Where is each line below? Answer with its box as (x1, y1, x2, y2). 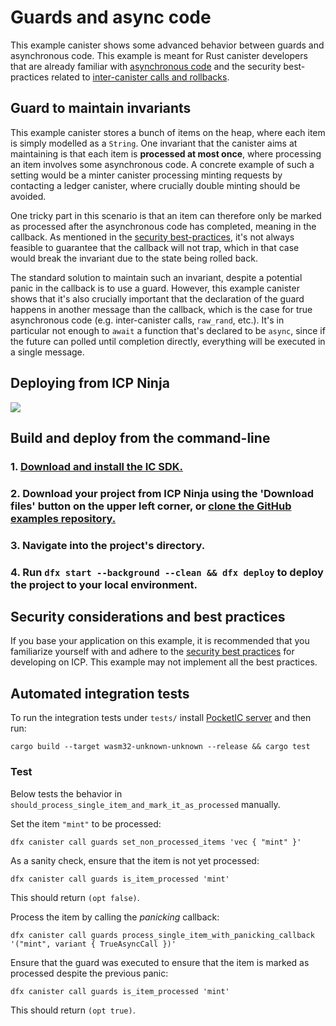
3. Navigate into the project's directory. (10, 538, 206, 552)
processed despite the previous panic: (10, 967, 169, 979)
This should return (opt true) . (10, 1004, 136, 1016)
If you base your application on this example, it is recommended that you (10, 635, 310, 647)
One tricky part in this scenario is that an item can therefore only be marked (10, 209, 322, 221)
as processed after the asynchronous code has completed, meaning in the (10, 220, 317, 232)
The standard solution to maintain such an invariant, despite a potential (10, 271, 303, 283)
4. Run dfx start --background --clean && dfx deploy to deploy (10, 565, 324, 579)
